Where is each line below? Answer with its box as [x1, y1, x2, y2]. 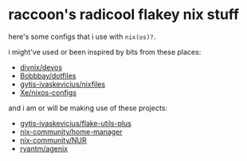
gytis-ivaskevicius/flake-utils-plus [19, 118, 131, 128]
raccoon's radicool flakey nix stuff [8, 6, 240, 24]
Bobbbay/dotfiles [19, 71, 76, 80]
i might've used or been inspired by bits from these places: [8, 47, 202, 56]
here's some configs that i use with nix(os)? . [8, 32, 156, 41]
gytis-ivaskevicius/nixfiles [19, 79, 106, 89]
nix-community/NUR [19, 135, 88, 144]
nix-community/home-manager [19, 127, 123, 136]
